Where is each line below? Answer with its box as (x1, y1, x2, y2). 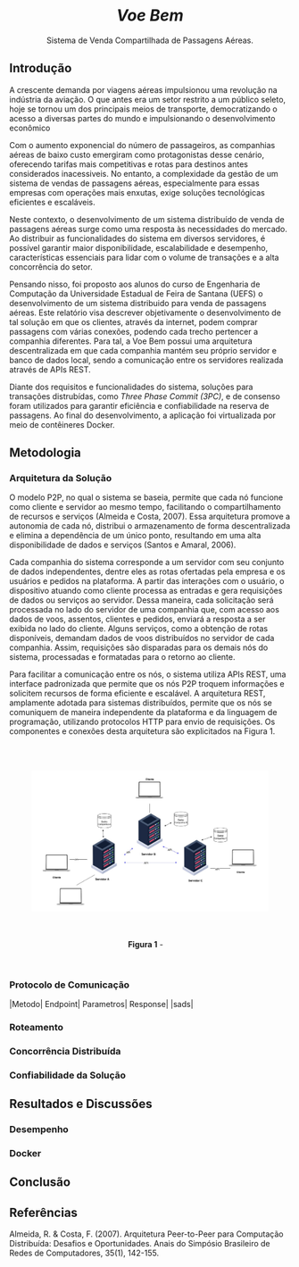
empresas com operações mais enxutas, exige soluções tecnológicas (9, 187, 265, 197)
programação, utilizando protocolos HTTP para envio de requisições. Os (9, 716, 276, 728)
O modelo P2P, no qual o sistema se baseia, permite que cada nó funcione (9, 492, 284, 503)
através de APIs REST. (9, 363, 91, 375)
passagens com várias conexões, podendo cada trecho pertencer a (9, 326, 259, 337)
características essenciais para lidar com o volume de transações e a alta (9, 252, 279, 263)
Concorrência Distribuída (9, 1045, 121, 1057)
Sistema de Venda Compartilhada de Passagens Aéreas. (46, 35, 254, 46)
